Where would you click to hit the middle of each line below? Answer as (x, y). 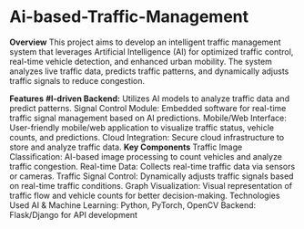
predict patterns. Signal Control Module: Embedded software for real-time (148, 108)
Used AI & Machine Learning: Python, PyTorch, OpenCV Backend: (133, 205)
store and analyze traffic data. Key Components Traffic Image (126, 147)
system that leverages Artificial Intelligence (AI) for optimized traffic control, (152, 51)
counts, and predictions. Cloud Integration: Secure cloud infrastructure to (147, 137)
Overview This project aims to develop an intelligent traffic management (145, 42)
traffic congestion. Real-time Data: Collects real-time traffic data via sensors (152, 166)
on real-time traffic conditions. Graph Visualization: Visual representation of (151, 185)
